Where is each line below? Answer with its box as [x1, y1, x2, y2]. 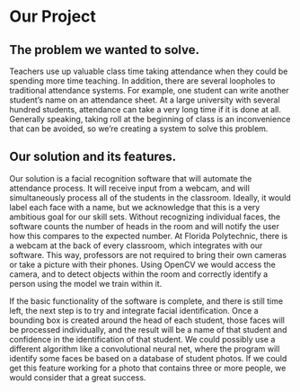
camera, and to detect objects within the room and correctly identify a [9, 268, 269, 280]
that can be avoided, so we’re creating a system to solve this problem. [9, 123, 269, 134]
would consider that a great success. [9, 371, 146, 383]
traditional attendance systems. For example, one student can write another [9, 85, 289, 95]
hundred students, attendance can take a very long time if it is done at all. [9, 104, 281, 114]
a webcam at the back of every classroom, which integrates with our [9, 240, 263, 251]
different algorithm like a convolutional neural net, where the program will [9, 343, 280, 354]
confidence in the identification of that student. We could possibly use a [9, 334, 276, 344]
